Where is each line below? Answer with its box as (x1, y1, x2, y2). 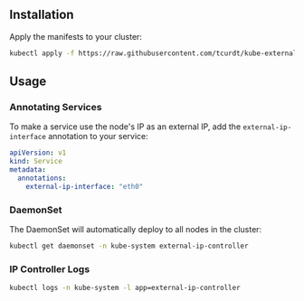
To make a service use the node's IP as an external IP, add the (9, 121, 242, 132)
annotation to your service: (48, 131, 149, 142)
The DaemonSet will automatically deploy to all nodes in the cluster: (9, 224, 262, 235)
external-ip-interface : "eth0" (25, 182, 144, 191)
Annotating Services (9, 101, 102, 113)
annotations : (17, 174, 67, 183)
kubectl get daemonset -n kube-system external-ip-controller (9, 241, 249, 251)
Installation (9, 7, 74, 23)
